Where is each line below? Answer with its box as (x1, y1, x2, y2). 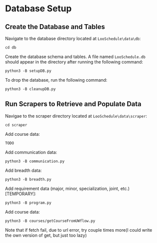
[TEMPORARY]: (5, 190, 36, 197)
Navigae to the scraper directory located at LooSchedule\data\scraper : (5, 113, 147, 119)
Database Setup (5, 3, 72, 14)
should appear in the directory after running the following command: (5, 59, 143, 64)
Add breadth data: (5, 167, 42, 173)
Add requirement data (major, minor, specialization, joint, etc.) (5, 185, 130, 191)
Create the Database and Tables (5, 23, 105, 31)
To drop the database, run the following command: (5, 77, 107, 83)
